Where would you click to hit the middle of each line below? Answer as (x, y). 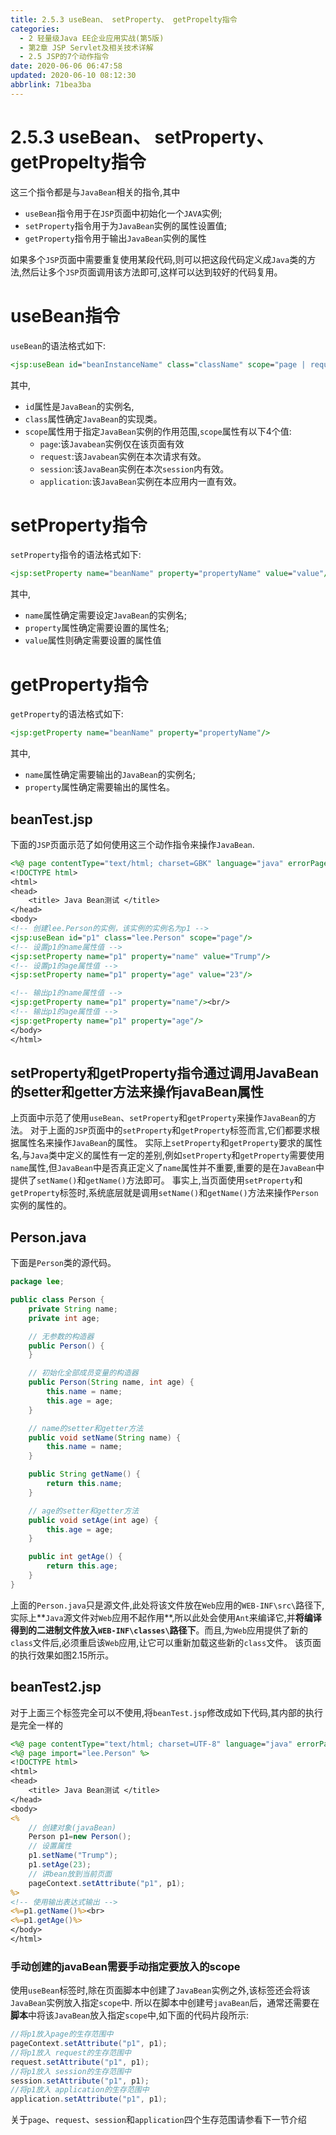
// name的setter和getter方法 (86, 1428)
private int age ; (64, 1318)
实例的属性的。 (41, 1205)
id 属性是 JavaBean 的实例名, (79, 406)
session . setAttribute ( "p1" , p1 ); (80, 2081)
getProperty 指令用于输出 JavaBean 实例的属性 (115, 238)
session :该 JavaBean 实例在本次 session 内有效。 (134, 468)
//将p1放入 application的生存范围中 (80, 2090)
